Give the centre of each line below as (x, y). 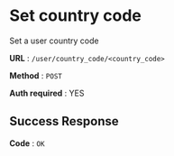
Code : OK (27, 143)
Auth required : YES (47, 93)
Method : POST (36, 75)
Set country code (75, 16)
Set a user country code (54, 41)
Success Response (64, 121)
